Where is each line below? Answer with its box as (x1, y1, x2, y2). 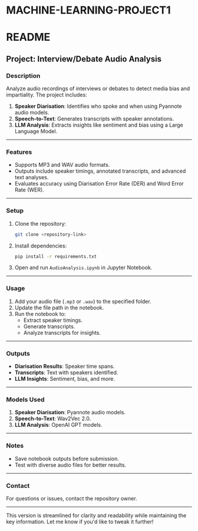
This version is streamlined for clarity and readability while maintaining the (6, 512, 187, 519)
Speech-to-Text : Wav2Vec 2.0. (14, 415, 91, 422)
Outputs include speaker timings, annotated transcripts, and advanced (14, 167, 186, 174)
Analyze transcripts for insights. (23, 329, 101, 336)
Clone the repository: (14, 220, 67, 227)
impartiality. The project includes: (6, 91, 87, 98)
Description (6, 71, 41, 80)
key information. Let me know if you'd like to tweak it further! (6, 518, 154, 525)
